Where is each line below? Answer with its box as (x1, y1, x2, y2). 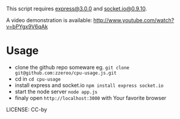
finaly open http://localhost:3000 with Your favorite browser (14, 94, 167, 101)
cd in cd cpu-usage (14, 75, 61, 83)
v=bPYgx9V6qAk (6, 23, 48, 30)
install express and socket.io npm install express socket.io (14, 81, 164, 89)
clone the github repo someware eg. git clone (14, 63, 130, 71)
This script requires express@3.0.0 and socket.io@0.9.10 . (6, 5, 147, 12)
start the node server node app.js (14, 88, 98, 95)
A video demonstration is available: (6, 17, 92, 23)
